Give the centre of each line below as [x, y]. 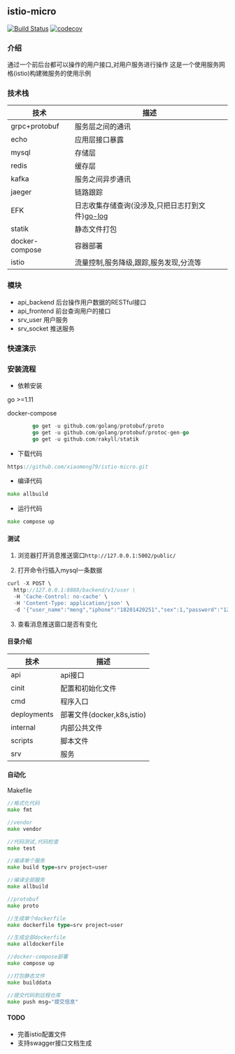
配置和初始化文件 [88, 688]
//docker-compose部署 [38, 957]
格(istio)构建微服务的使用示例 [49, 74]
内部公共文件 [81, 728]
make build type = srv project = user [58, 867]
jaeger [21, 192]
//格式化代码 [23, 803]
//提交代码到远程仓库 [34, 995]
